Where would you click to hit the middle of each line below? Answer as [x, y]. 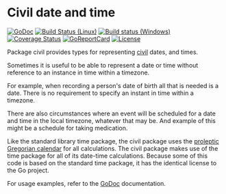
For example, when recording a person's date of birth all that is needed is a [113, 85]
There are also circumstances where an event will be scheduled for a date [111, 113]
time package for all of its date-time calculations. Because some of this [107, 156]
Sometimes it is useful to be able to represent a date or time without [103, 65]
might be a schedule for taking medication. [67, 128]
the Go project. [28, 170]
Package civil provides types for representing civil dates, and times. [103, 52]
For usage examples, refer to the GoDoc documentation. [87, 183]
